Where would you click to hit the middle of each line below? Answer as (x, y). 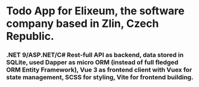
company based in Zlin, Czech (83, 24)
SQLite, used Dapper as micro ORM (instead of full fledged (92, 63)
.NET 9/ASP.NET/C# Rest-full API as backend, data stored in (95, 55)
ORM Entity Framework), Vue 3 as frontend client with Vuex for (99, 70)
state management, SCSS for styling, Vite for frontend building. (100, 77)
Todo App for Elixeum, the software (95, 11)
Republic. (30, 36)
